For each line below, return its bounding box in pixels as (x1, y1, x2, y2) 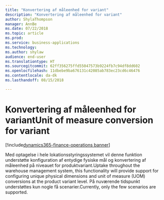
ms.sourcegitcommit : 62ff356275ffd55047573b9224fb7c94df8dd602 (5, 63, 140, 69)
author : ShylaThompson (5, 17, 53, 22)
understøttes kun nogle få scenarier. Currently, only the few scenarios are (5, 183, 156, 189)
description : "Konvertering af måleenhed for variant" (5, 12, 122, 17)
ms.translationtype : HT (5, 59, 55, 64)
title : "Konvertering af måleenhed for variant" (5, 7, 109, 13)
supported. (5, 189, 28, 195)
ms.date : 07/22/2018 (5, 26, 49, 31)
